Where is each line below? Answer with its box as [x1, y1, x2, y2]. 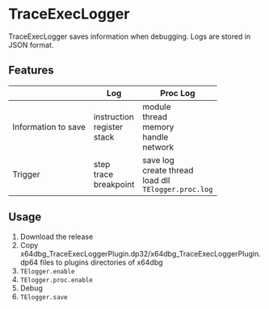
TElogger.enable [19, 267, 75, 275]
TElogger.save [19, 293, 68, 301]
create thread [142, 165, 194, 176]
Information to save [12, 121, 86, 132]
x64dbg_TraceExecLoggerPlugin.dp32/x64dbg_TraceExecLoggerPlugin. [19, 248, 261, 258]
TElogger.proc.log [142, 185, 213, 194]
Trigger [12, 169, 40, 180]
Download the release [19, 232, 94, 241]
